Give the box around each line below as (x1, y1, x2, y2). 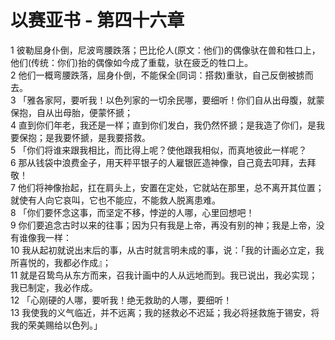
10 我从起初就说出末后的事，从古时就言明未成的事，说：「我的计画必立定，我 (10, 244, 325, 256)
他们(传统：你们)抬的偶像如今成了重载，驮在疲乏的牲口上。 (10, 56, 254, 68)
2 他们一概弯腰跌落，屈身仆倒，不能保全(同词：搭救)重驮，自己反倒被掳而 (10, 69, 314, 81)
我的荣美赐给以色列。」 (10, 319, 103, 331)
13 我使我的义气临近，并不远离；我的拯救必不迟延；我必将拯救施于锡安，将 (10, 306, 320, 318)
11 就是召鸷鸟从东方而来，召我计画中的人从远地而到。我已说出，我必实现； (10, 269, 318, 281)
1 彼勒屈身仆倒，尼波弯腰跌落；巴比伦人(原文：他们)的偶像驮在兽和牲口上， (10, 44, 321, 56)
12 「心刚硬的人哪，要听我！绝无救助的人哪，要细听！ (10, 294, 233, 306)
